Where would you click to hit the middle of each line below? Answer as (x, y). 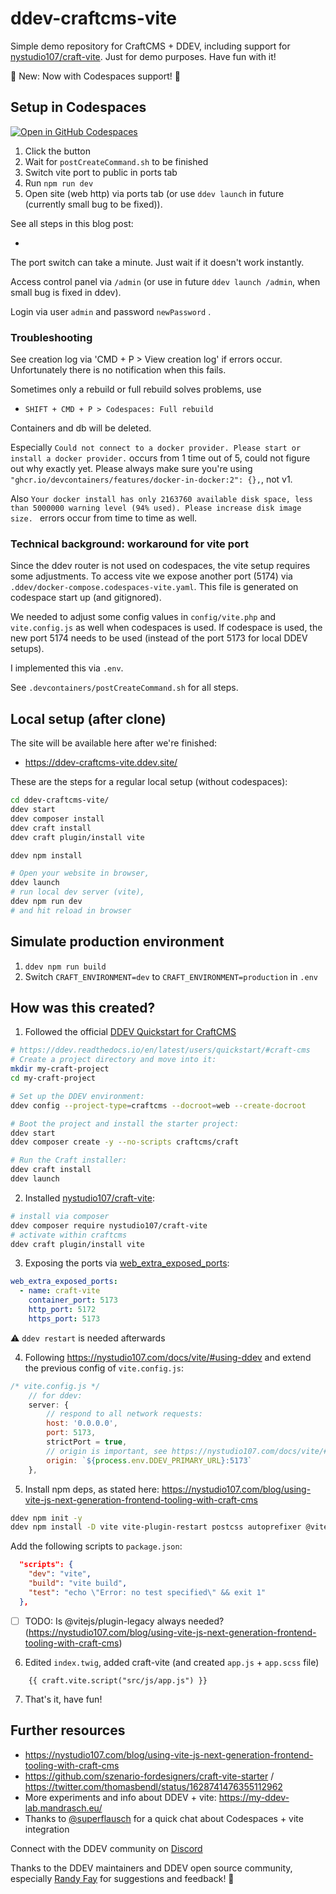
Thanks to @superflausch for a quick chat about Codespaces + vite (164, 1818)
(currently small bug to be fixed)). (93, 204)
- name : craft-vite (60, 1291)
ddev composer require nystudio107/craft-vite (109, 1225)
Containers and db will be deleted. (81, 428)
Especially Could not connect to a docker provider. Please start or (156, 448)
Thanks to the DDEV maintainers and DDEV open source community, (151, 1868)
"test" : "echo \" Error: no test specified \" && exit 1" (147, 1592)
